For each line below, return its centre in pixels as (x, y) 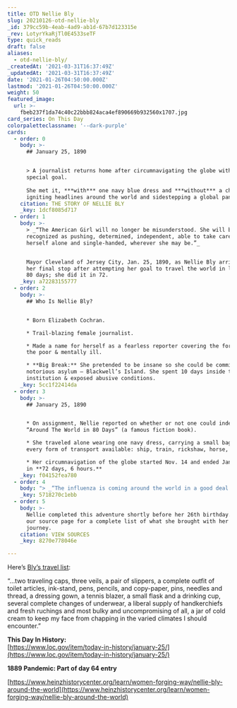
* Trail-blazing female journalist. (80, 333)
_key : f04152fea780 (49, 475)
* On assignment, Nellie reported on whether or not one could (121, 424)
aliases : (20, 54)
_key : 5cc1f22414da (49, 385)
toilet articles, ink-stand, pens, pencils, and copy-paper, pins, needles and (115, 589)
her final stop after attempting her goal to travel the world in (126, 269)
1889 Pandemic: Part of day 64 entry (62, 668)
